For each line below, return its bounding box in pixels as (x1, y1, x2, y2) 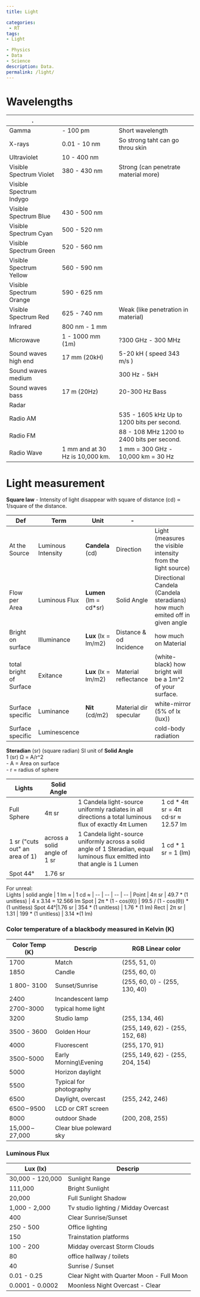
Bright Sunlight (67, 1184, 110, 1193)
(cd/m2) (85, 711, 109, 719)
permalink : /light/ (6, 69, 55, 75)
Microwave (9, 336, 40, 344)
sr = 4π (161, 805, 182, 814)
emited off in (154, 611, 190, 620)
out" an (9, 845, 30, 854)
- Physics (6, 47, 31, 53)
